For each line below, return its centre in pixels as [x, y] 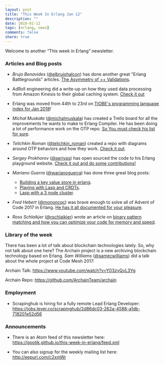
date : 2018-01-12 [23, 23]
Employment [21, 293]
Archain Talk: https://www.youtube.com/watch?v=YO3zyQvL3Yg [70, 270]
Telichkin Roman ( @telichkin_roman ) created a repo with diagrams [79, 144]
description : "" [22, 19]
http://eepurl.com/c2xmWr [39, 357]
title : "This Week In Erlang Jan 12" [44, 14]
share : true [17, 37]
